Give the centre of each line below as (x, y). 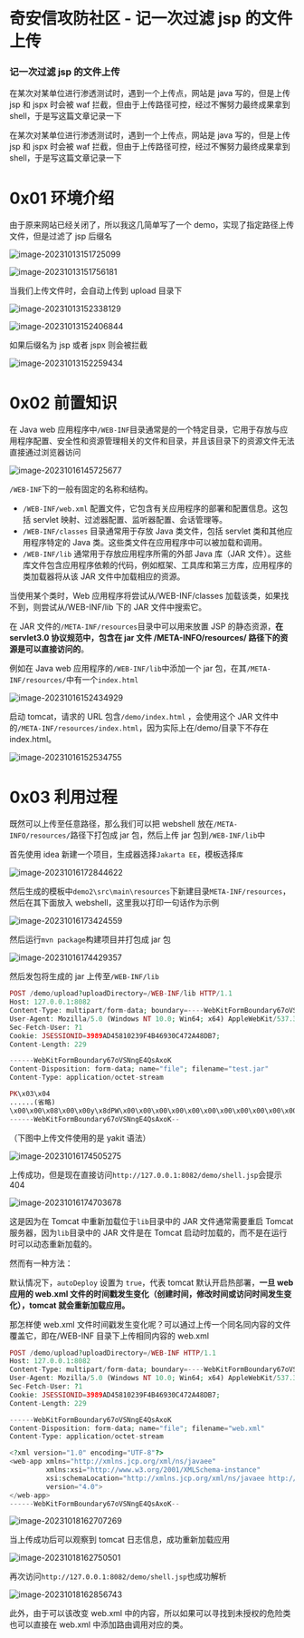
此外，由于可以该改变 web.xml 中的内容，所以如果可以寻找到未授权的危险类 (150, 1613)
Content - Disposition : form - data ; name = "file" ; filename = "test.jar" (139, 1069)
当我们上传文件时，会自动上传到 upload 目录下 (96, 290)
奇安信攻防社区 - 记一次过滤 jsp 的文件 (151, 19)
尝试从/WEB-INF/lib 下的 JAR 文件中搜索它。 (123, 607)
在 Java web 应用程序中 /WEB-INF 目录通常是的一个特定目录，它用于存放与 (145, 430)
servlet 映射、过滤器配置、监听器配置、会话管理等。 (130, 520)
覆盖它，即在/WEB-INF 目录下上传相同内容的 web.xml (109, 1336)
